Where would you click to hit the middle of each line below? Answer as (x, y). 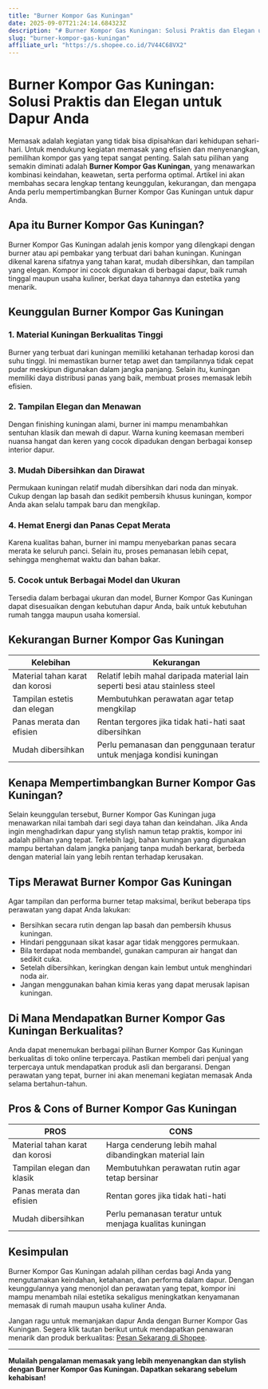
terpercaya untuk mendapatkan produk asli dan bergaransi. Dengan (120, 1067)
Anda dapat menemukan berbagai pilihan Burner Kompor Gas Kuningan (126, 1050)
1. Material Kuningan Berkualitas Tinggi (86, 334)
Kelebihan (51, 662)
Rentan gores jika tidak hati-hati (166, 1196)
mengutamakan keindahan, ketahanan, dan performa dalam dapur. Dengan (131, 1280)
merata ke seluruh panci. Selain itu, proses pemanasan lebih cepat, (118, 551)
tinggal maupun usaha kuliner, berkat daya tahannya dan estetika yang (124, 278)
